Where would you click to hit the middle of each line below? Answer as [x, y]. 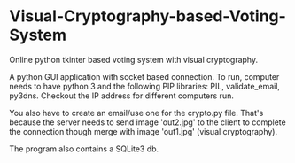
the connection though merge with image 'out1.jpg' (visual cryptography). [143, 131]
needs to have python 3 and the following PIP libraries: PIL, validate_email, [145, 86]
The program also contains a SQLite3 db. [84, 149]
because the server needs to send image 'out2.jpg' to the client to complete [147, 122]
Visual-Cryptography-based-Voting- [147, 16]
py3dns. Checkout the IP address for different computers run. [122, 96]
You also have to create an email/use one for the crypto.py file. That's [136, 113]
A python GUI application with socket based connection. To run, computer [144, 76]
